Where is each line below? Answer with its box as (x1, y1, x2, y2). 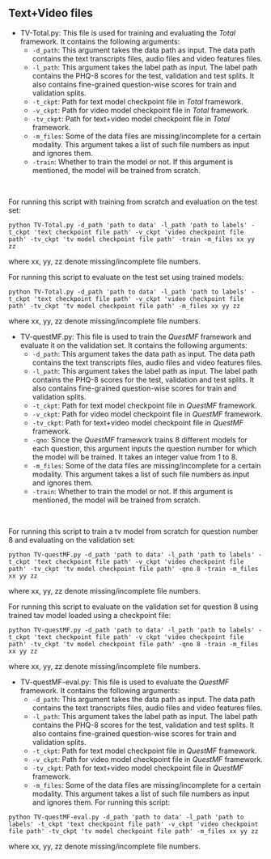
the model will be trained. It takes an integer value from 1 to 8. (32, 452, 238, 462)
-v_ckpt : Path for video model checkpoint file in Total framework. (32, 105, 249, 115)
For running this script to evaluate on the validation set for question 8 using (8, 602, 259, 611)
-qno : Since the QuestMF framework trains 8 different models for (32, 434, 248, 444)
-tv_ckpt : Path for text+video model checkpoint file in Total (32, 113, 231, 124)
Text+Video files (8, 6, 93, 20)
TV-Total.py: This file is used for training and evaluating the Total (19, 28, 236, 37)
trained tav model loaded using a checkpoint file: (8, 610, 171, 620)
